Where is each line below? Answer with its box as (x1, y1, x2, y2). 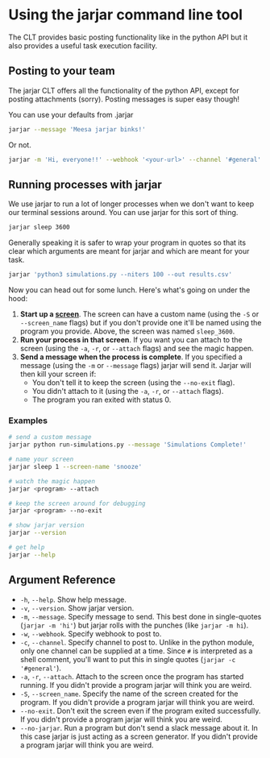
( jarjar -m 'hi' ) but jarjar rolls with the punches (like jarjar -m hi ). (19, 620, 249, 630)
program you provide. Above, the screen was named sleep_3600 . (19, 326, 235, 336)
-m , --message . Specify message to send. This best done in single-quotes (19, 611, 262, 621)
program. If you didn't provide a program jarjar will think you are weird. (19, 697, 255, 706)
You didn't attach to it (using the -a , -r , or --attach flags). (31, 387, 224, 396)
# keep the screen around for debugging (8, 499, 147, 507)
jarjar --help (8, 550, 56, 559)
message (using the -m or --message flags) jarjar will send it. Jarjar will (19, 361, 251, 371)
